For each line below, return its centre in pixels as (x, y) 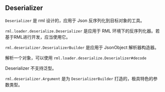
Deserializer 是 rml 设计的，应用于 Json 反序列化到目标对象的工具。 (75, 20)
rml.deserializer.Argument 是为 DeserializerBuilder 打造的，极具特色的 (79, 78)
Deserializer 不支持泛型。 (31, 68)
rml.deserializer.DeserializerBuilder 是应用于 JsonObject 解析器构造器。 (82, 47)
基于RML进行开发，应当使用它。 (38, 37)
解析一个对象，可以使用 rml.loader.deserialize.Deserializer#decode (76, 58)
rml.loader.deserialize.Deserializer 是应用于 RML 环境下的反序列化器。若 (82, 31)
